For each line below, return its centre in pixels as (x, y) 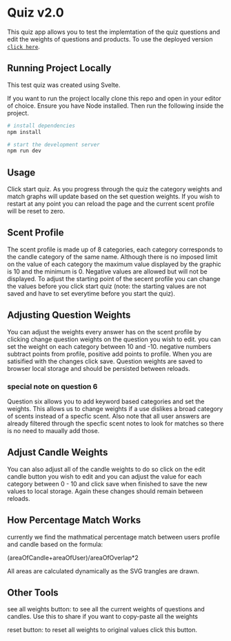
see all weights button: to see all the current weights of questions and (106, 609)
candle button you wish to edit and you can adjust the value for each (104, 476)
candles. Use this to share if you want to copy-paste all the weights (103, 617)
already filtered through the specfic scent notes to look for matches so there (115, 423)
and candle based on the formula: (55, 544)
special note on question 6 (52, 386)
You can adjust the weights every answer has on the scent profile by (104, 332)
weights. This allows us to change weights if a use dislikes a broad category (115, 408)
